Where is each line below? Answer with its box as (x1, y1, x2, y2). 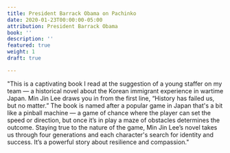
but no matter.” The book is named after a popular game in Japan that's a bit (7, 101, 223, 110)
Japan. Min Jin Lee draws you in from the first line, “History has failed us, (7, 94, 215, 102)
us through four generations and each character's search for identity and (7, 130, 214, 139)
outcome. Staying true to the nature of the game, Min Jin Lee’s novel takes (7, 123, 218, 131)
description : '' (7, 36, 54, 43)
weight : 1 (7, 49, 36, 56)
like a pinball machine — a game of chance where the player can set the (7, 108, 211, 117)
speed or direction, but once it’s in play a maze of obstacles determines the (7, 116, 220, 124)
